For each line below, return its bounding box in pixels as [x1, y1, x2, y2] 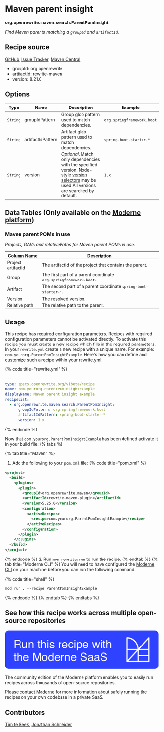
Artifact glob [61, 129, 86, 135]
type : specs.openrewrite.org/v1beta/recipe [5, 381, 95, 387]
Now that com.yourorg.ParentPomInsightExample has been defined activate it [5, 436, 158, 442]
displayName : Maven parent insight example [5, 392, 95, 397]
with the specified [61, 161, 98, 167]
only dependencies [61, 156, 100, 162]
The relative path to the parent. [42, 302, 104, 308]
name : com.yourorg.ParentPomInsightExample [5, 387, 95, 391]
